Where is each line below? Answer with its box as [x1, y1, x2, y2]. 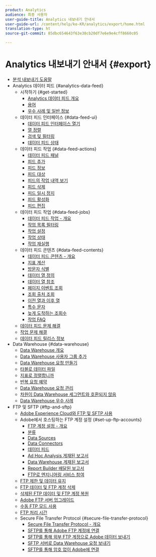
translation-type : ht [5, 26, 51, 31]
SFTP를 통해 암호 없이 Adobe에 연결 [27, 546, 100, 552]
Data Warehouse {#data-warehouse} [12, 341, 89, 347]
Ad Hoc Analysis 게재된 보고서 [27, 452, 89, 458]
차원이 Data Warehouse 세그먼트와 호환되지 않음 [20, 391, 117, 397]
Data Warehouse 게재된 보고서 [27, 458, 89, 465]
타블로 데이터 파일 [20, 366, 55, 372]
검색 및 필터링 [27, 133, 55, 139]
